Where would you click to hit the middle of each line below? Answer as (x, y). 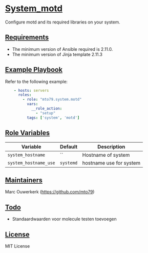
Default (69, 147)
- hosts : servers (32, 90)
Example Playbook (34, 70)
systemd (69, 163)
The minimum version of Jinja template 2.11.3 (57, 54)
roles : (25, 95)
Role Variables (27, 133)
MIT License (18, 246)
